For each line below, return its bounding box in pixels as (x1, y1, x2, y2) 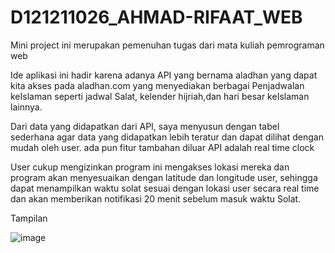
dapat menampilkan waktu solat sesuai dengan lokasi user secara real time (10, 182, 320, 194)
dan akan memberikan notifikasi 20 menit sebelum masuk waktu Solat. (10, 192, 302, 205)
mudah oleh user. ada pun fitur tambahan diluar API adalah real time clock (10, 141, 315, 153)
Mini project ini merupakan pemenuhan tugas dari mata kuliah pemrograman (10, 39, 325, 51)
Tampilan (10, 212, 48, 224)
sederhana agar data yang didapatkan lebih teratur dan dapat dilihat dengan (10, 131, 324, 143)
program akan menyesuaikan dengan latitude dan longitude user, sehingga (10, 171, 318, 183)
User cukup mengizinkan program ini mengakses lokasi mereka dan (10, 161, 290, 173)
